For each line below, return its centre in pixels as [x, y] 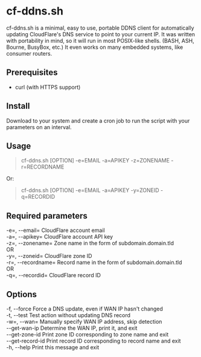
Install [18, 106]
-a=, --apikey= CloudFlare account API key [60, 237]
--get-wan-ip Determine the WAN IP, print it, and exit [72, 328]
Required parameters [47, 216]
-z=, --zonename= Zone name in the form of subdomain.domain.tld [90, 243]
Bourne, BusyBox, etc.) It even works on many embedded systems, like [95, 47]
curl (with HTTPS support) [48, 87]
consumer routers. [29, 53]
